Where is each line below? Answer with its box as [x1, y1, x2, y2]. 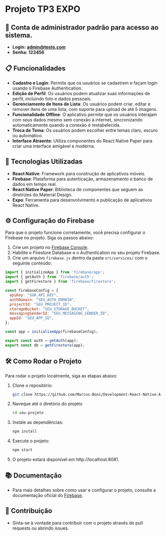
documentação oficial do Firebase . [12, 492, 83, 498]
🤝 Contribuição [5, 507, 52, 515]
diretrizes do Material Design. [12, 192, 73, 198]
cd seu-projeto [12, 410, 44, 416]
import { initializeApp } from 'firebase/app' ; [5, 270, 105, 275]
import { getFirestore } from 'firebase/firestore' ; [5, 279, 116, 284]
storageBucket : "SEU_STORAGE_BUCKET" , [9, 306, 90, 312]
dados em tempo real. [12, 181, 57, 187]
